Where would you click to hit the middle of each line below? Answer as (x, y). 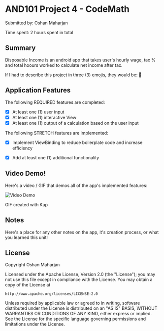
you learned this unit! (27, 237)
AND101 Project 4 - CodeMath (67, 9)
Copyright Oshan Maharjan (33, 265)
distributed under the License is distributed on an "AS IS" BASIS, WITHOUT (81, 308)
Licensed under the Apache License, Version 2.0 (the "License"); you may (80, 274)
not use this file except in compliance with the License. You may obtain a (79, 280)
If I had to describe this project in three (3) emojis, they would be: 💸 (73, 75)
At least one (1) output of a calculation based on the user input (75, 123)
